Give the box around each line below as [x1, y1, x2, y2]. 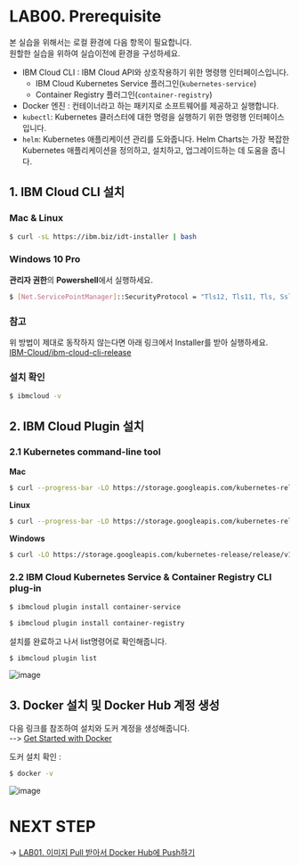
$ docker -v [9, 769, 53, 779]
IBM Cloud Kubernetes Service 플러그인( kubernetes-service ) [35, 78, 257, 88]
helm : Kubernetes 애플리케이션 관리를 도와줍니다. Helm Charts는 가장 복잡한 [21, 134, 290, 144]
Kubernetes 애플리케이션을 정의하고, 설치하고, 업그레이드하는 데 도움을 [21, 144, 270, 155]
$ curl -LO [9, 550, 50, 559]
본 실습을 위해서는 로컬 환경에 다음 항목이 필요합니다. [9, 37, 192, 47]
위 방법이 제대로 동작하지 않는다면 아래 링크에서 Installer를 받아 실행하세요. [9, 337, 269, 347]
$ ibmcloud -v [9, 392, 62, 401]
